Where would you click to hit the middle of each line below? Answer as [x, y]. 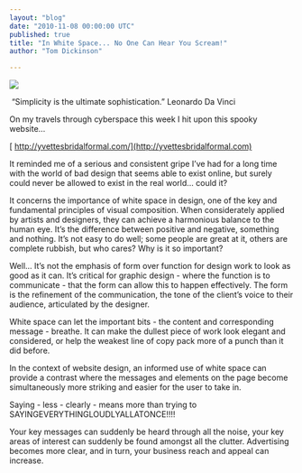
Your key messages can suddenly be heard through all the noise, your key [146, 432]
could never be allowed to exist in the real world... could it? [119, 183]
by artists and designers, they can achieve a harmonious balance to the [142, 220]
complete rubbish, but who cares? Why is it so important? [116, 248]
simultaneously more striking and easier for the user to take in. [125, 387]
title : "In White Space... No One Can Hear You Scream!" [119, 43]
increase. [27, 460]
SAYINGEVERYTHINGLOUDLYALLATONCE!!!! [92, 414]
